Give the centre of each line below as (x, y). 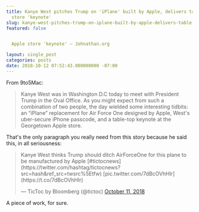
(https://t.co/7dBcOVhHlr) (52, 180)
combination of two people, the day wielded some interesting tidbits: (104, 107)
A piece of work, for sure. (37, 203)
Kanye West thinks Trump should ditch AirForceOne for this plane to (103, 155)
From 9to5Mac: (25, 82)
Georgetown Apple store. (51, 126)
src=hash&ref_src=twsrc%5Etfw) (61, 174)
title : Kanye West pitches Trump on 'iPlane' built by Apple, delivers (96, 12)
